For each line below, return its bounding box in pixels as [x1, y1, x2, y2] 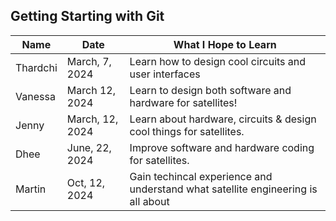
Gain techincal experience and [129, 169, 273, 183]
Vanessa [15, 89, 56, 103]
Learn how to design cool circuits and [129, 54, 307, 68]
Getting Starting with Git [10, 8, 165, 25]
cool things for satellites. [129, 124, 245, 138]
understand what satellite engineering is [129, 182, 318, 196]
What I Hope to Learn [173, 37, 277, 51]
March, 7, [66, 54, 112, 68]
